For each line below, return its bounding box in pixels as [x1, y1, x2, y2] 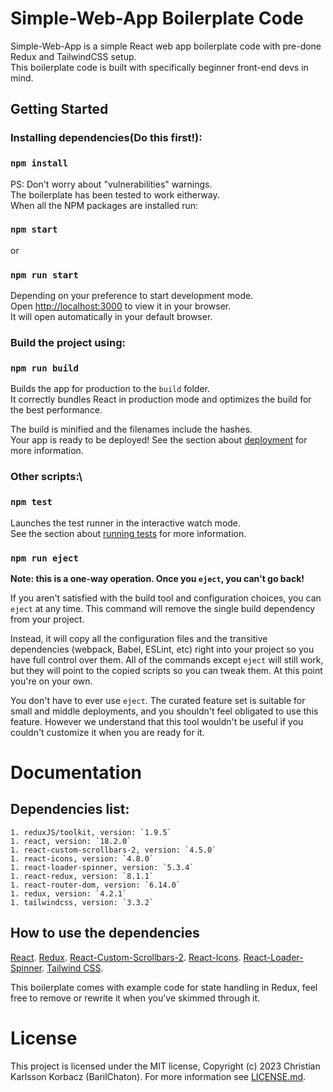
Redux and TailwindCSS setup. [10, 50, 137, 62]
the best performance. [10, 404, 103, 416]
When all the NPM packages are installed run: [10, 199, 199, 211]
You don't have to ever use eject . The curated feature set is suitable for [10, 694, 306, 706]
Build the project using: [10, 336, 126, 350]
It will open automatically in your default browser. [10, 311, 213, 323]
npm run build [10, 362, 79, 374]
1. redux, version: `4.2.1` [10, 888, 128, 899]
